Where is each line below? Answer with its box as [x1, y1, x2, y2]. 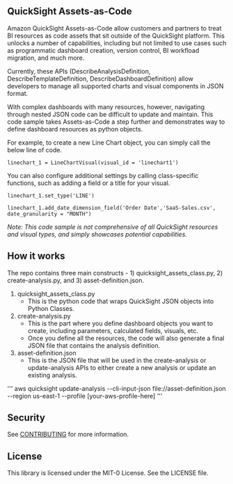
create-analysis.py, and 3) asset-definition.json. [7, 276, 145, 284]
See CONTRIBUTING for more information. [7, 430, 129, 439]
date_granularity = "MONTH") [7, 210, 92, 218]
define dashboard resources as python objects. [7, 124, 143, 133]
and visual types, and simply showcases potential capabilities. [7, 229, 188, 239]
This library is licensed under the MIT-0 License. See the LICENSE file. [7, 469, 209, 477]
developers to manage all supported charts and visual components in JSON [7, 81, 224, 90]
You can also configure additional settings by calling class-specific [7, 171, 199, 179]
